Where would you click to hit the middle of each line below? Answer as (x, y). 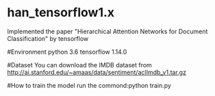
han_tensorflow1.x (61, 13)
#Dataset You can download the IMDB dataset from (79, 65)
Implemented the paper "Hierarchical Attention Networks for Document (107, 31)
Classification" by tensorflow (48, 38)
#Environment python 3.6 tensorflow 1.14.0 (67, 52)
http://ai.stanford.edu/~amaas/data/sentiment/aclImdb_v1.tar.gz (97, 72)
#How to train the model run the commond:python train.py (89, 85)
